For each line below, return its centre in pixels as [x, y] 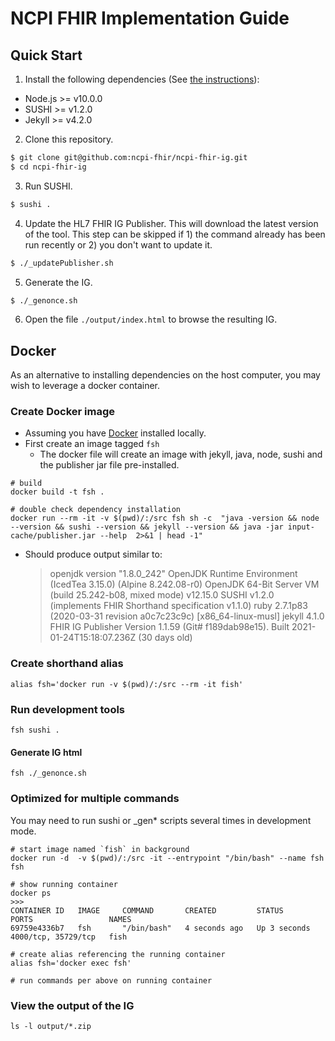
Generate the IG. [58, 282]
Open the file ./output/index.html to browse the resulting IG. [151, 319]
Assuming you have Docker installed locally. [115, 433]
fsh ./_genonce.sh [48, 773]
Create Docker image [63, 412]
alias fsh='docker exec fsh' [71, 963]
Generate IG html [46, 752]
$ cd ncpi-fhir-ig [48, 167]
